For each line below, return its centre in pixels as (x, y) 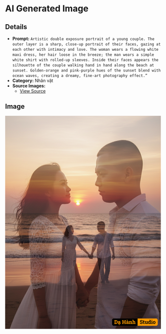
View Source (33, 91)
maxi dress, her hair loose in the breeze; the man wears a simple (83, 55)
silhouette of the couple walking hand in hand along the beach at (83, 65)
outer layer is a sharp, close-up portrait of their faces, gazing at (86, 44)
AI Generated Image (47, 9)
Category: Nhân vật (33, 80)
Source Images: (29, 86)
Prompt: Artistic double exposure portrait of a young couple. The (83, 38)
